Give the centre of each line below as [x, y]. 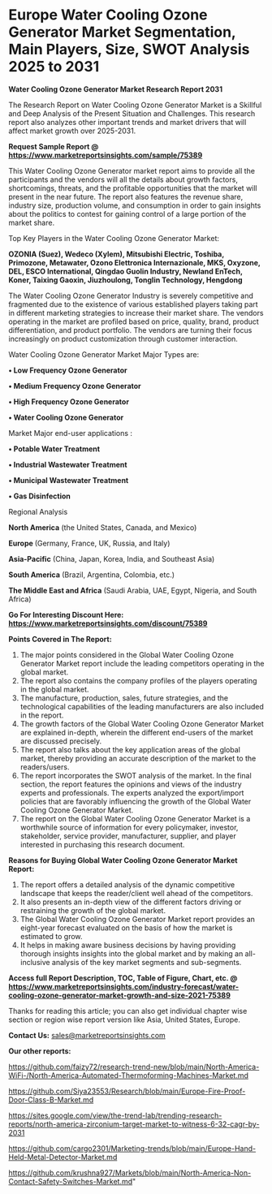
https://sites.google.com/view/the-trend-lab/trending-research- [115, 1115]
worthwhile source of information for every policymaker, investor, [129, 827]
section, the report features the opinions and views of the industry [131, 784]
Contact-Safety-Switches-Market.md [71, 1181]
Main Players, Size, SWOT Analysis [129, 50]
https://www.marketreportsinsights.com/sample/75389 [106, 155]
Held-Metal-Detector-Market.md [63, 1157]
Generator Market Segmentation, [122, 32]
